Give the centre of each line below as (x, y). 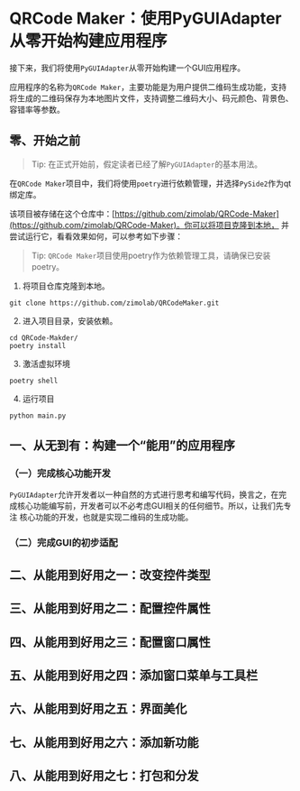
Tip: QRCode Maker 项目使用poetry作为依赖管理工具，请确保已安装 (151, 255)
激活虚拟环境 (46, 363)
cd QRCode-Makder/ (44, 338)
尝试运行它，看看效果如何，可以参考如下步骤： (96, 236)
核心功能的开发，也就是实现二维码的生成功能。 (106, 517)
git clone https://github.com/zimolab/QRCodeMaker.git (114, 303)
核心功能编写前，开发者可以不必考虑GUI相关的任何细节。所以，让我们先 (150, 506)
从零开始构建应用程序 (89, 41)
